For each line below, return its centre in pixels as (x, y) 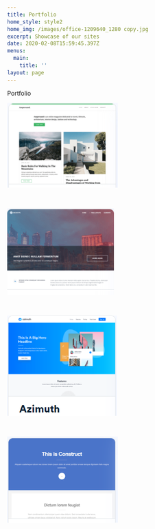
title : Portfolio (32, 14)
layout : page (26, 72)
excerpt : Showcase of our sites (53, 37)
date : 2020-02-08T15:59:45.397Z (53, 44)
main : (21, 59)
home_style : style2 (35, 22)
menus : (16, 51)
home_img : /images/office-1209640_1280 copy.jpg (78, 29)
